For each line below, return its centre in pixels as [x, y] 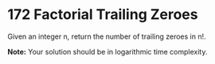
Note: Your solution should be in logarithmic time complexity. [107, 51]
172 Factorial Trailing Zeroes [103, 15]
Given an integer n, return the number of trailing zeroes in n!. [107, 36]
